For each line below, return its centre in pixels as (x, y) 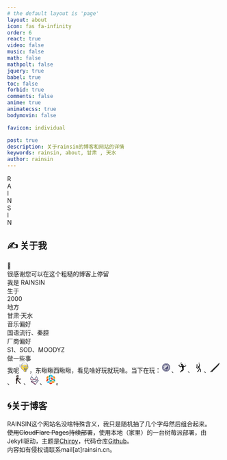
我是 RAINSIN (26, 282)
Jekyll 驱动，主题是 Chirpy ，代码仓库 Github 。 (70, 441)
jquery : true (26, 71)
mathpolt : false (30, 64)
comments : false (30, 97)
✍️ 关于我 (27, 246)
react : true (24, 39)
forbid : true (26, 90)
